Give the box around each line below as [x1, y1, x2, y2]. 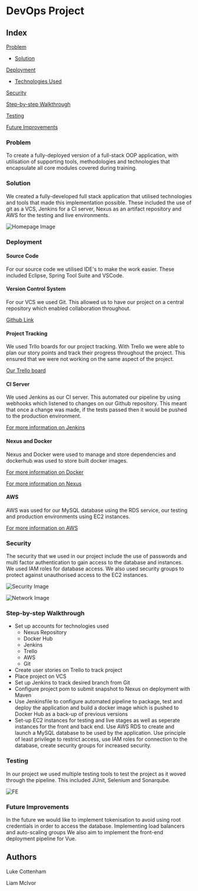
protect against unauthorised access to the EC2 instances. [6, 572, 148, 579]
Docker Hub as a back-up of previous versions [14, 711, 128, 718]
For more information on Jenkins [6, 424, 85, 431]
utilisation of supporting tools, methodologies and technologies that [6, 158, 170, 165]
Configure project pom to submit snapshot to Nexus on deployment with [14, 685, 190, 693]
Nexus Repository [23, 629, 67, 636]
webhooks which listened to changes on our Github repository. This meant [6, 400, 187, 407]
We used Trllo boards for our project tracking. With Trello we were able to [6, 343, 184, 350]
